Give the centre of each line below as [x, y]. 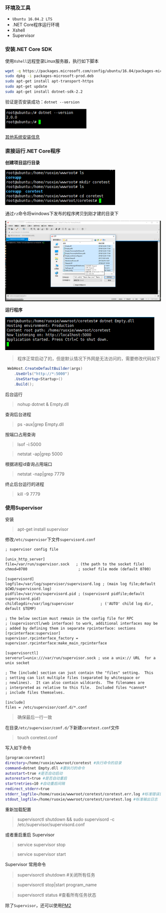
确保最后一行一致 [35, 717]
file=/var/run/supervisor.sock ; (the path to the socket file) [75, 564]
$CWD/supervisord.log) [28, 589]
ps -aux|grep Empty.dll [41, 424]
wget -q [13, 71]
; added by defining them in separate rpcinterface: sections [70, 628]
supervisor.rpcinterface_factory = [42, 638]
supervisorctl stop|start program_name [57, 884]
